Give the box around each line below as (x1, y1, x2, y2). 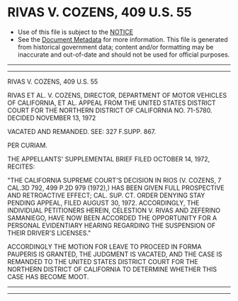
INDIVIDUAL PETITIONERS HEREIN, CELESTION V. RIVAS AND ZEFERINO (7, 206, 221, 215)
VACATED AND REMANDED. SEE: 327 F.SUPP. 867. (7, 127, 157, 135)
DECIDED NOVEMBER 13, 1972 (7, 113, 96, 122)
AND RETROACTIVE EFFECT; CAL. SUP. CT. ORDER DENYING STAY (7, 191, 205, 199)
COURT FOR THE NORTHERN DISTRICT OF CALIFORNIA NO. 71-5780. (7, 106, 212, 114)
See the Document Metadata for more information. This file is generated (17, 35, 228, 43)
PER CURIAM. (7, 141, 48, 149)
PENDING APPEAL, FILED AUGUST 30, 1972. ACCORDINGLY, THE (7, 198, 200, 207)
